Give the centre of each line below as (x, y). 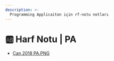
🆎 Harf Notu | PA (41, 39)
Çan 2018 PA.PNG (31, 53)
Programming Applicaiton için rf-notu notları (59, 14)
